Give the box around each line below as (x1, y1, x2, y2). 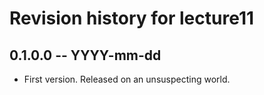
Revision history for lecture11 (9, 7, 255, 30)
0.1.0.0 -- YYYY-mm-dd (9, 47, 162, 64)
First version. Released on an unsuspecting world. (23, 73, 231, 85)
